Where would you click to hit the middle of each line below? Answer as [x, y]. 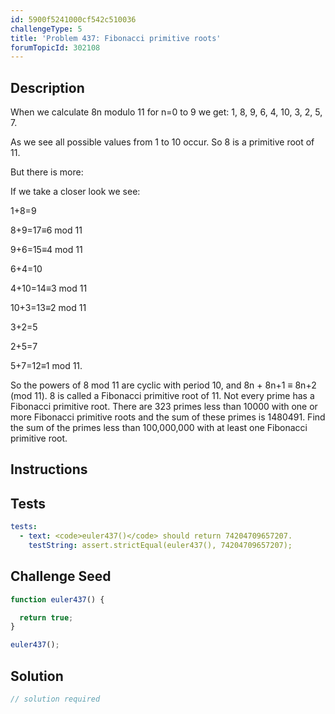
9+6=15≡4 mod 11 [46, 250]
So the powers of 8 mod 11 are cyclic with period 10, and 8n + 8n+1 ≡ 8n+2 [163, 385]
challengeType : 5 [46, 29]
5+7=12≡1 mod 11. [46, 366]
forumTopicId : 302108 [55, 47]
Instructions [49, 469]
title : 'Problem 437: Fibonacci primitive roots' [116, 38]
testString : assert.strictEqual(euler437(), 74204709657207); [160, 546]
